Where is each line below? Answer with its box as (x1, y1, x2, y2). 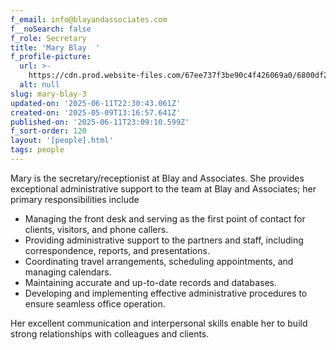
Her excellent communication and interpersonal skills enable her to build (10, 317, 308, 329)
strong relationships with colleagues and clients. (10, 327, 210, 340)
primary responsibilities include (10, 193, 140, 205)
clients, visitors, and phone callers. (24, 223, 169, 235)
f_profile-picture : (10, 52, 92, 62)
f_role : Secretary (10, 33, 87, 43)
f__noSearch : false (10, 24, 92, 34)
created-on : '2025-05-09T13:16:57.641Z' (10, 107, 182, 118)
